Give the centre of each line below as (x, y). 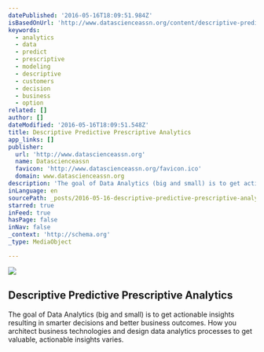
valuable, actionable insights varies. (66, 339)
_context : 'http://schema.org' (59, 235)
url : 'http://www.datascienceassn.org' (81, 154)
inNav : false (29, 227)
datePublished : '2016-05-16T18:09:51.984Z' (81, 15)
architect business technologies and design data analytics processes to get (130, 331)
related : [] (27, 111)
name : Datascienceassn (52, 162)
